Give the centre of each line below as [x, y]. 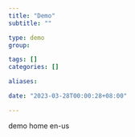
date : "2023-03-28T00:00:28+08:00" [68, 96]
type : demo [27, 38]
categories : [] [34, 67]
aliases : [23, 82]
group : [19, 45]
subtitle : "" [30, 23]
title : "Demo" [32, 16]
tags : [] [23, 60]
